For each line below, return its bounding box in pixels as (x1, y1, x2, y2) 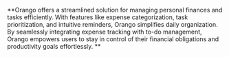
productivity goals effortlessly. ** (7, 43, 101, 50)
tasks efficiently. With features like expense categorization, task (7, 13, 188, 21)
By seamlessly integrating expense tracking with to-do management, (7, 27, 202, 36)
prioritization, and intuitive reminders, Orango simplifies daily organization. (7, 21, 218, 28)
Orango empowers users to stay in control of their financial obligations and (7, 35, 219, 43)
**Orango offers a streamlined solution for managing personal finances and (7, 6, 223, 14)
